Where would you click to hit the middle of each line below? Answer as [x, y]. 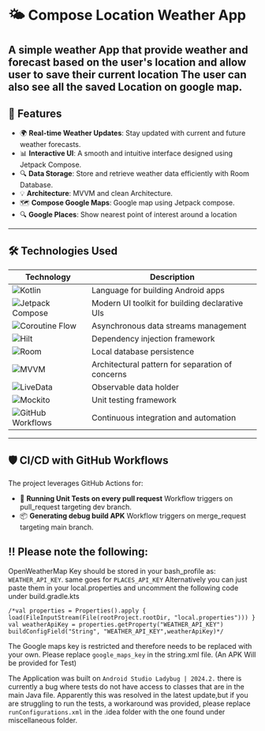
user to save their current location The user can [127, 75]
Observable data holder [136, 387]
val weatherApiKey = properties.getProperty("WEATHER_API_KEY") [116, 624]
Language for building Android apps [158, 291]
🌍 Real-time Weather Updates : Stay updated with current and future [132, 133]
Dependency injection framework [153, 339]
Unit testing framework [134, 400]
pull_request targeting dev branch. [76, 507]
